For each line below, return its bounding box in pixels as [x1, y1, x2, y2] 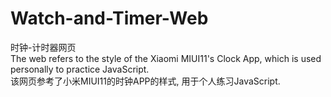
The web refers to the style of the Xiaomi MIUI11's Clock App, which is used [10, 52, 322, 64]
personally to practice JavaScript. [10, 63, 150, 75]
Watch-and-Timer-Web [10, 7, 209, 30]
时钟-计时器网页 [10, 41, 77, 53]
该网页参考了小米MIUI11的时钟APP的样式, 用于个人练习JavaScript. [10, 75, 281, 87]
